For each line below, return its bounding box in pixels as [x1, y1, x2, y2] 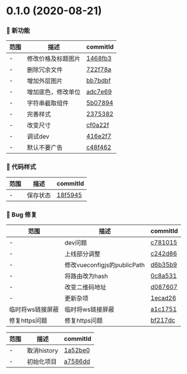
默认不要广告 [27, 143, 64, 152]
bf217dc [150, 316, 176, 324]
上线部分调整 [64, 250, 101, 258]
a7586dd [64, 357, 90, 366]
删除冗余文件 [27, 66, 64, 74]
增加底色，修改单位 [27, 88, 81, 96]
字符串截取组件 [27, 99, 69, 107]
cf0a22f [86, 121, 110, 129]
